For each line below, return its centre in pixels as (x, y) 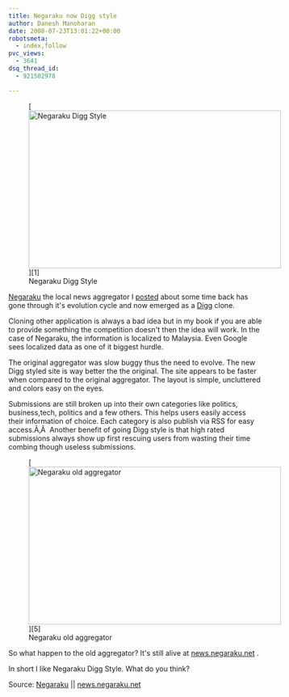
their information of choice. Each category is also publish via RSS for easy (131, 420)
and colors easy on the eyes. (57, 388)
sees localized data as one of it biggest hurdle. (86, 346)
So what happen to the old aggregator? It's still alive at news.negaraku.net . (134, 653)
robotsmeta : (28, 38)
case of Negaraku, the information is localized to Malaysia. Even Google (128, 338)
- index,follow (41, 46)
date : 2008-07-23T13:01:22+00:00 (65, 31)
